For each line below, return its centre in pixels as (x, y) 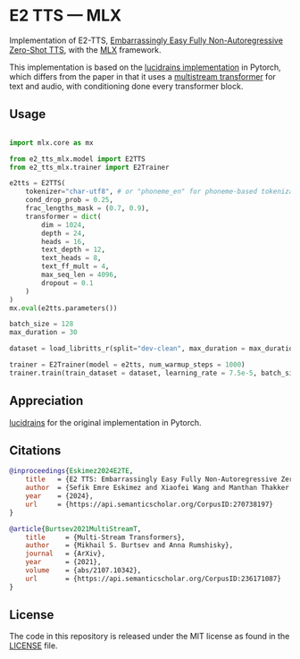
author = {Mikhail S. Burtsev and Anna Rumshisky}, (129, 545)
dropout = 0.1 (67, 283)
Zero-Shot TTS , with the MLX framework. (86, 49)
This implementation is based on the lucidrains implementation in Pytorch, (145, 67)
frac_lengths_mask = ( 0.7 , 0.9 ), (87, 208)
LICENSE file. (33, 646)
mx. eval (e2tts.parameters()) (63, 308)
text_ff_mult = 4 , (75, 266)
